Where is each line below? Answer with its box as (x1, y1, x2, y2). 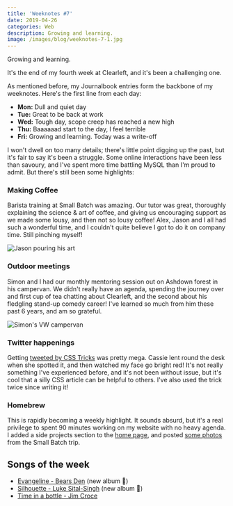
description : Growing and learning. (7, 29, 113, 37)
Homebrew (7, 400, 45, 410)
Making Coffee (7, 186, 58, 195)
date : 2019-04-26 (7, 17, 58, 24)
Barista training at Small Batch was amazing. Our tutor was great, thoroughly (7, 201, 226, 209)
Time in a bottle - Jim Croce (17, 491, 98, 500)
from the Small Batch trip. (7, 439, 81, 447)
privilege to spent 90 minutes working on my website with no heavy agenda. (7, 423, 226, 432)
